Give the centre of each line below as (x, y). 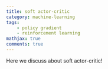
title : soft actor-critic (38, 11)
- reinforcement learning (49, 33)
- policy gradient (39, 28)
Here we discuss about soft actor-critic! (54, 61)
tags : (13, 22)
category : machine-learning (41, 17)
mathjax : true (24, 39)
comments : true (25, 44)
